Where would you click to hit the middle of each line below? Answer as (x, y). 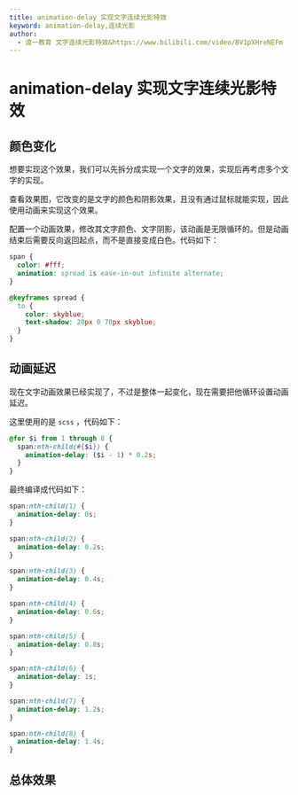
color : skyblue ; (55, 314)
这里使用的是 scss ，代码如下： (66, 421)
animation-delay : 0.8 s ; (61, 644)
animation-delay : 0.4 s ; (61, 580)
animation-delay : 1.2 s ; (61, 709)
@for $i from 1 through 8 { (61, 438)
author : (24, 34)
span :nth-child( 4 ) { (47, 604)
